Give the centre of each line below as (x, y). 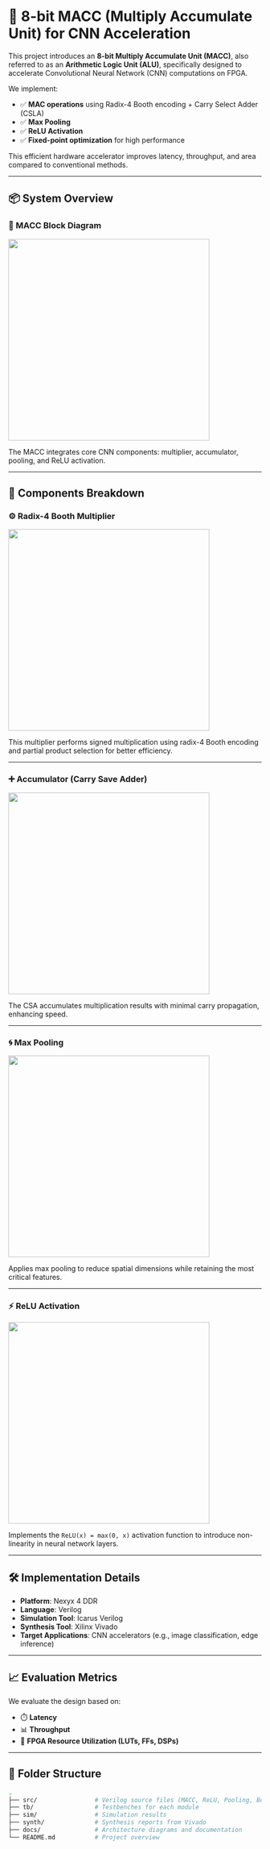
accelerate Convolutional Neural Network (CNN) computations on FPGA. (128, 73)
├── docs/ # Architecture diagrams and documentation (125, 1830)
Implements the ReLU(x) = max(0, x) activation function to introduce (122, 1535)
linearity (22, 1544)
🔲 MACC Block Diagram (55, 226)
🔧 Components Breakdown (76, 494)
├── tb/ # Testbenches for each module (104, 1807)
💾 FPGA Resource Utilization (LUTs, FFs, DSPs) (99, 1741)
